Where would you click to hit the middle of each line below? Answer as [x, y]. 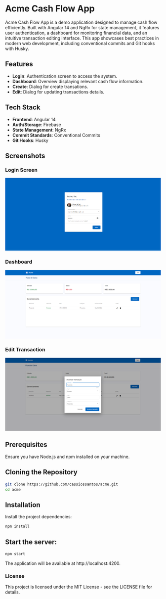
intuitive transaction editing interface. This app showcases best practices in [82, 38]
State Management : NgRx [39, 130]
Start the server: [31, 542]
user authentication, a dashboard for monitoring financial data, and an [76, 33]
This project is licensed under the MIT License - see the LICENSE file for [79, 587]
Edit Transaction [25, 350]
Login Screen [21, 170]
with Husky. [17, 48]
